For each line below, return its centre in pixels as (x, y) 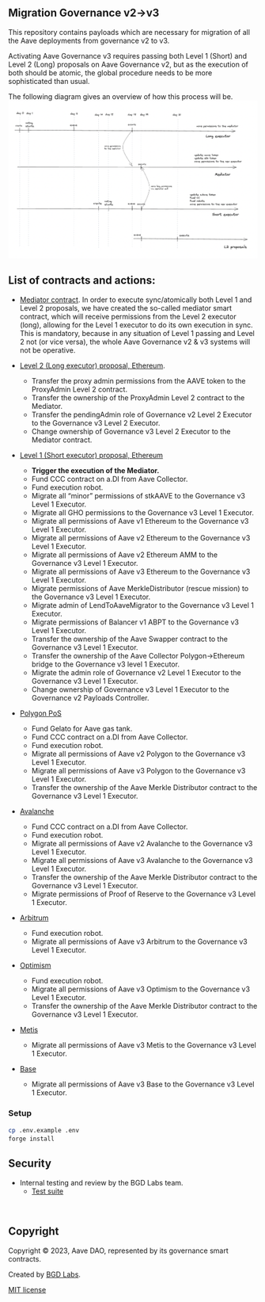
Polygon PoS (40, 713)
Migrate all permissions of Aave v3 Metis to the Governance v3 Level (144, 1044)
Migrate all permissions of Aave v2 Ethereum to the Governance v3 (141, 537)
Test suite (47, 1191)
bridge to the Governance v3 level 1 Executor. (106, 664)
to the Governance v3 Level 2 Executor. (96, 422)
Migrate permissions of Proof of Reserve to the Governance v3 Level (144, 894)
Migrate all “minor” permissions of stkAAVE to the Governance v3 (138, 495)
